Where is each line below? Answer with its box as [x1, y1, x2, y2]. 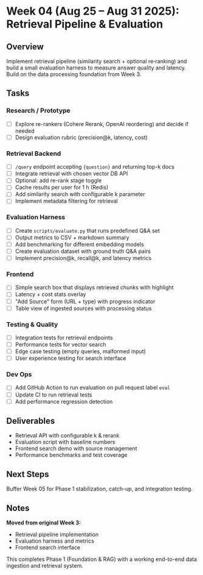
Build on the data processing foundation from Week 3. [6, 71, 142, 77]
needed [15, 127, 35, 135]
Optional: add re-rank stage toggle [15, 177, 102, 184]
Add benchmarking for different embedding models [15, 241, 144, 248]
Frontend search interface [15, 544, 81, 551]
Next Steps [6, 469, 49, 479]
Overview [6, 41, 44, 52]
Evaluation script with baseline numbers [15, 439, 115, 446]
